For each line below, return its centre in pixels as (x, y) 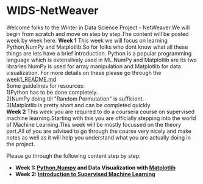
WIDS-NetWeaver (52, 11)
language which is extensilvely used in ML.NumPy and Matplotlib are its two (101, 60)
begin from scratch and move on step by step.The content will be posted (98, 34)
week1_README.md (31, 79)
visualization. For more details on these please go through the (84, 73)
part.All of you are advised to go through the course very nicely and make (99, 131)
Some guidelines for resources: (46, 85)
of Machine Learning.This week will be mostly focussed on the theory (94, 124)
